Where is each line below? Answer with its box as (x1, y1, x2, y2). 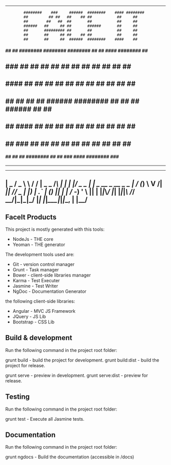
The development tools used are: (5, 251, 75, 257)
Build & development (5, 334, 72, 342)
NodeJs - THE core (12, 236, 53, 242)
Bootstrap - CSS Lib (12, 319, 55, 325)
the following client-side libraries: (5, 298, 75, 304)
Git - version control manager (12, 261, 75, 267)
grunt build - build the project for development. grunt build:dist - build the (5, 357, 159, 363)
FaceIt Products (5, 212, 57, 222)
